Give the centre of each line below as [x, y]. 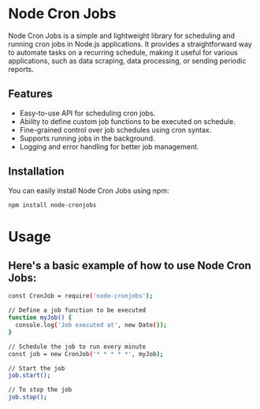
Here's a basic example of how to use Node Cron [130, 266]
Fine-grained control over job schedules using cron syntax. [115, 129]
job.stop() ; [28, 397]
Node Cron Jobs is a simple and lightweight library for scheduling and [121, 36]
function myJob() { [40, 318]
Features [30, 94]
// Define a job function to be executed [77, 310]
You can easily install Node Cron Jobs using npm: [89, 190]
